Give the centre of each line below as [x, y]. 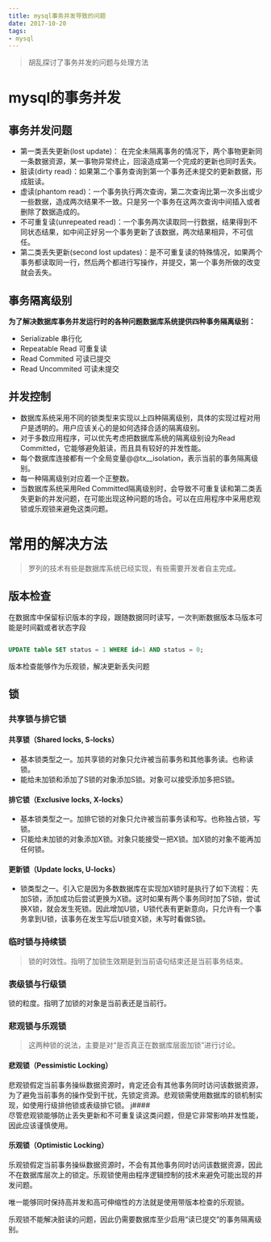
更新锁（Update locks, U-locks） [64, 869]
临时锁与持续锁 [38, 942]
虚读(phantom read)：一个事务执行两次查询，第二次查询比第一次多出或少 [141, 192]
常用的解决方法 [58, 544]
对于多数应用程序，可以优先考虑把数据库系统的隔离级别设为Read [127, 438]
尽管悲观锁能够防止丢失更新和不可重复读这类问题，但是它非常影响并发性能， [135, 1115]
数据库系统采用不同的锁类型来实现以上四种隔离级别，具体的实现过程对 [137, 418]
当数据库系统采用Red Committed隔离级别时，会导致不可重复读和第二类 [138, 488]
